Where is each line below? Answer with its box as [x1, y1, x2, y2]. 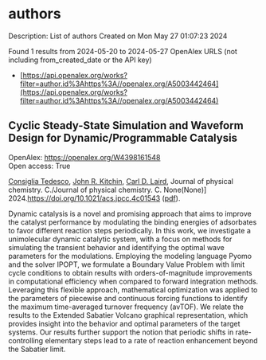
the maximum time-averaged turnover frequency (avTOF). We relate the [8, 302, 244, 311]
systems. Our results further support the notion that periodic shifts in [8, 327, 234, 337]
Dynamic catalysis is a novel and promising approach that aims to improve [8, 209, 252, 218]
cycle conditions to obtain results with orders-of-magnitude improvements [8, 268, 252, 277]
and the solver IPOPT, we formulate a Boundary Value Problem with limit [8, 260, 245, 269]
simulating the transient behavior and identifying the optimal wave [8, 242, 225, 252]
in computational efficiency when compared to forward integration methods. [8, 276, 259, 286]
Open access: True [8, 161, 71, 170]
